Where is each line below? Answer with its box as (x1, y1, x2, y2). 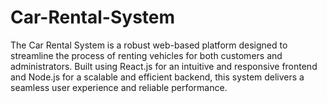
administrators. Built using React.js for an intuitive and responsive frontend (10, 60, 318, 72)
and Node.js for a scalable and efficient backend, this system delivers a (10, 71, 305, 83)
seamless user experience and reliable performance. (10, 81, 228, 93)
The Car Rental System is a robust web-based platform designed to (10, 39, 288, 51)
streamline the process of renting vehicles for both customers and (10, 49, 283, 61)
